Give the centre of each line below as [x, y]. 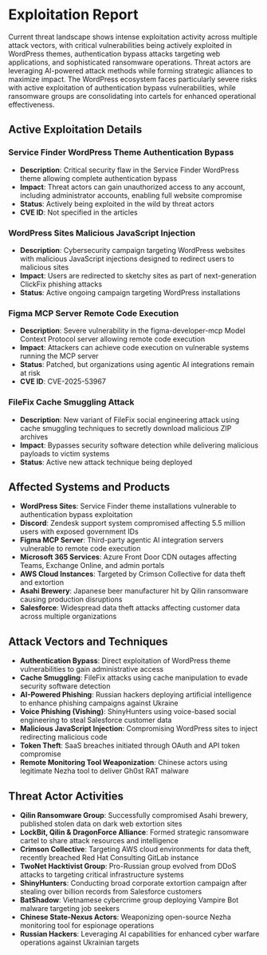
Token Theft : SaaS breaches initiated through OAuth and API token [130, 746]
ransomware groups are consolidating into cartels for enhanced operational [132, 96]
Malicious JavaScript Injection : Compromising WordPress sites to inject [139, 728]
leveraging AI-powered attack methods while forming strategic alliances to [131, 70]
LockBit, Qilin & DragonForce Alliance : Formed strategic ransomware [134, 832]
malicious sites [44, 267]
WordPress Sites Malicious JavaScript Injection [102, 233]
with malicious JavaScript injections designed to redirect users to [127, 258]
